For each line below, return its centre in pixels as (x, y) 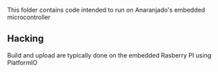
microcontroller (29, 17)
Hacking (26, 39)
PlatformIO (22, 62)
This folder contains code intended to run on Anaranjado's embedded (106, 10)
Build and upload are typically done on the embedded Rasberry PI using (109, 55)
